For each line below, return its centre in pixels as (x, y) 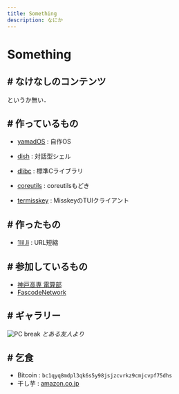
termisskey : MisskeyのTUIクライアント (73, 200)
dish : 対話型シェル (44, 156)
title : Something (32, 14)
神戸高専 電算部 (39, 284)
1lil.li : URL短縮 (38, 243)
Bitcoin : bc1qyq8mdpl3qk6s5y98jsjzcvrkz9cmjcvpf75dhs (95, 375)
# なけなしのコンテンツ (57, 82)
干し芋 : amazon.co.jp (48, 383)
